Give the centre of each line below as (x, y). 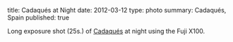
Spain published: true (38, 17)
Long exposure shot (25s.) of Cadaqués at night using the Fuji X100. (106, 31)
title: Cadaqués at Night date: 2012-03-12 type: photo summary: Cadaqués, (117, 10)
